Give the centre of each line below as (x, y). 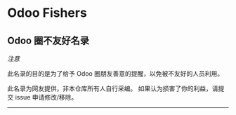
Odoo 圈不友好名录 (48, 40)
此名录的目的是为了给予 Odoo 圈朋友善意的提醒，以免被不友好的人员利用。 (115, 74)
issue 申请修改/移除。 (46, 97)
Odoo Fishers (47, 13)
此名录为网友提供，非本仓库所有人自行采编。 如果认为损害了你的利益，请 (113, 88)
